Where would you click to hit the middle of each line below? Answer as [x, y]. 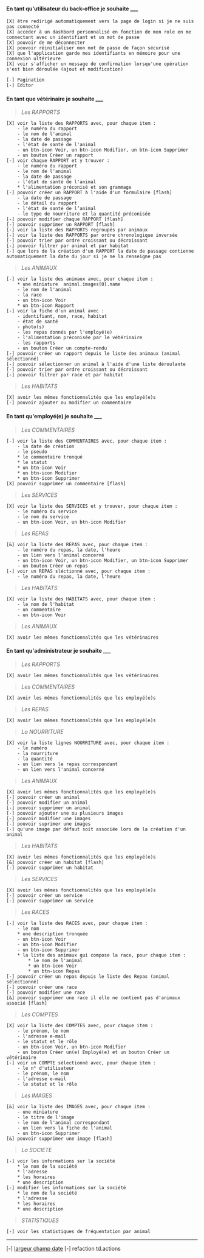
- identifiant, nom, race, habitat [62, 317]
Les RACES [35, 912]
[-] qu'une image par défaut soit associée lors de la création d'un [96, 829]
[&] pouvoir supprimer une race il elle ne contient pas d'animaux [93, 998]
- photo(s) [31, 327]
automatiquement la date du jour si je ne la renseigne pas [84, 257]
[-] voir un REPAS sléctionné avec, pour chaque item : [78, 571]
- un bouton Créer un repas [53, 566]
